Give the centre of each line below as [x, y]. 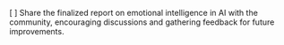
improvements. [37, 31]
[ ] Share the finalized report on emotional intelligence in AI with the [133, 13]
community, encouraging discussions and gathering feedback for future [142, 22]
